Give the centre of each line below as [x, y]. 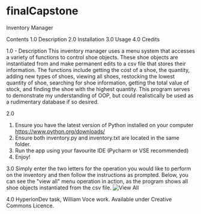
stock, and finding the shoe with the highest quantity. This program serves [98, 89]
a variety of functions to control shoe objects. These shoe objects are [92, 57]
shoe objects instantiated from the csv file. [59, 188]
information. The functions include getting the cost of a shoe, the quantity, [98, 70]
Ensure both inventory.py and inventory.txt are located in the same [97, 138]
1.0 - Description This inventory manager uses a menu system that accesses [100, 51]
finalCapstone [42, 11]
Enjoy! [22, 156]
